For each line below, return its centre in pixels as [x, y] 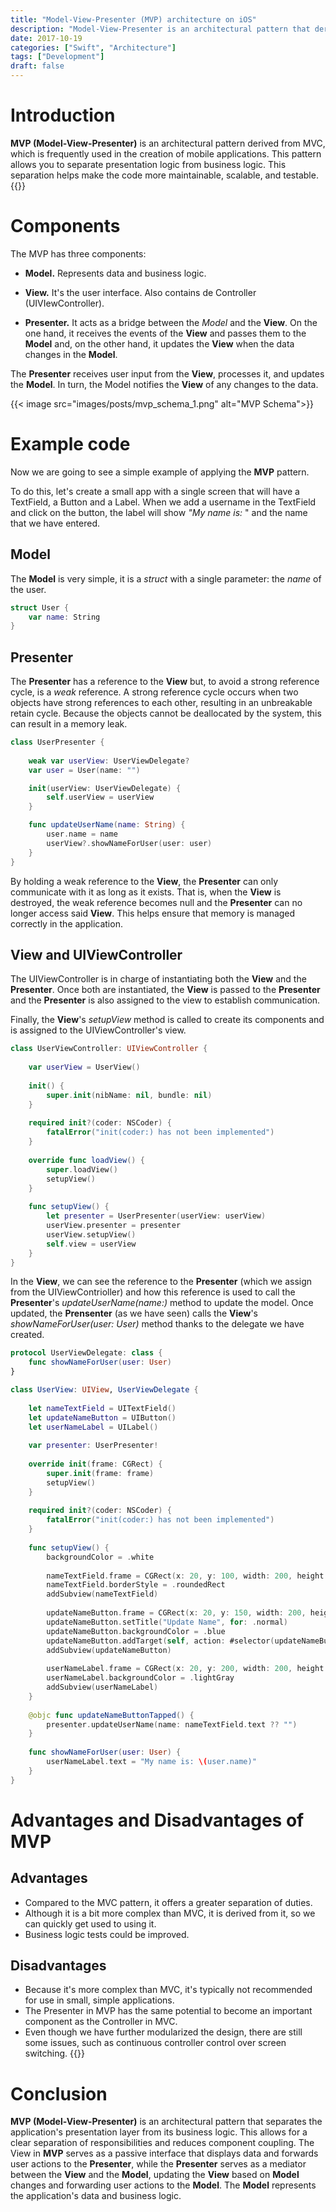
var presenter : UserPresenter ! [93, 1446]
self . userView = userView [100, 797]
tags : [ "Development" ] [57, 57]
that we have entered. [55, 523]
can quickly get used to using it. [90, 1923]
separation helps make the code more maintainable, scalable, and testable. [164, 175]
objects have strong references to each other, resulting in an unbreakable [161, 703]
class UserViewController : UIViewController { [109, 1049]
